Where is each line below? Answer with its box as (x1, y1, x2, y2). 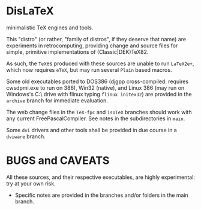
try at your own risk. (6, 179, 56, 187)
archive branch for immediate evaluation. (6, 97, 108, 104)
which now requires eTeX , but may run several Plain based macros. (6, 66, 172, 73)
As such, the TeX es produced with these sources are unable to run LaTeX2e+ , (6, 60, 194, 67)
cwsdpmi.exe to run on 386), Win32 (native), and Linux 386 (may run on (6, 84, 185, 91)
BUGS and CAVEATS (6, 154, 110, 168)
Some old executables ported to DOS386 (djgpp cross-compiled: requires (6, 78, 189, 85)
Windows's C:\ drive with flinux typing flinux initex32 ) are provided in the (6, 90, 192, 98)
